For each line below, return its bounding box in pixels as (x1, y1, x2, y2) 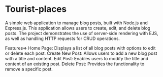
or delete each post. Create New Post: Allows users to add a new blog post (5, 50, 158, 56)
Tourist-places (5, 3, 67, 15)
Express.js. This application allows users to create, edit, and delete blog (5, 25, 151, 31)
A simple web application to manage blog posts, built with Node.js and (5, 20, 148, 26)
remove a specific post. (5, 66, 53, 72)
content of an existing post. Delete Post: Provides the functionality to (5, 61, 145, 67)
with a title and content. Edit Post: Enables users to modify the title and (5, 55, 149, 61)
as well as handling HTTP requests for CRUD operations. (5, 36, 120, 41)
